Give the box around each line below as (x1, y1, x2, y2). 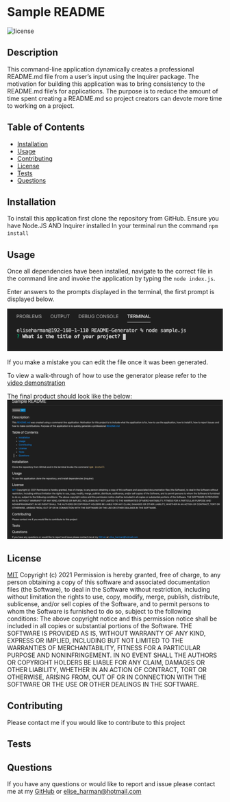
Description (7, 47, 58, 58)
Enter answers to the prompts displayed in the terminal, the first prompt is (7, 288, 215, 296)
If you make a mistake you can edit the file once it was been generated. (7, 358, 209, 366)
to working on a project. (7, 101, 75, 110)
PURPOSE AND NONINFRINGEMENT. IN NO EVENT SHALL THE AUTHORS (7, 651, 218, 659)
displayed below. (7, 295, 55, 303)
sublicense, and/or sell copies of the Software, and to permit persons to (7, 599, 210, 608)
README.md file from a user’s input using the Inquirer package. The (7, 72, 199, 80)
